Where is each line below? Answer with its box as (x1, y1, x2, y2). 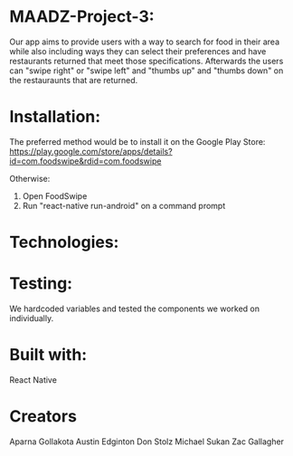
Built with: (9, 345, 88, 366)
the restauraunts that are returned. (9, 74, 138, 85)
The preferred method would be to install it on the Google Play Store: (9, 136, 266, 147)
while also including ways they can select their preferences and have (9, 45, 267, 56)
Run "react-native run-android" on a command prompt (22, 200, 226, 211)
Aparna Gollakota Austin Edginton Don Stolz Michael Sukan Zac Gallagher (9, 436, 285, 447)
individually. (9, 313, 54, 323)
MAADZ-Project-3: (9, 6, 156, 27)
